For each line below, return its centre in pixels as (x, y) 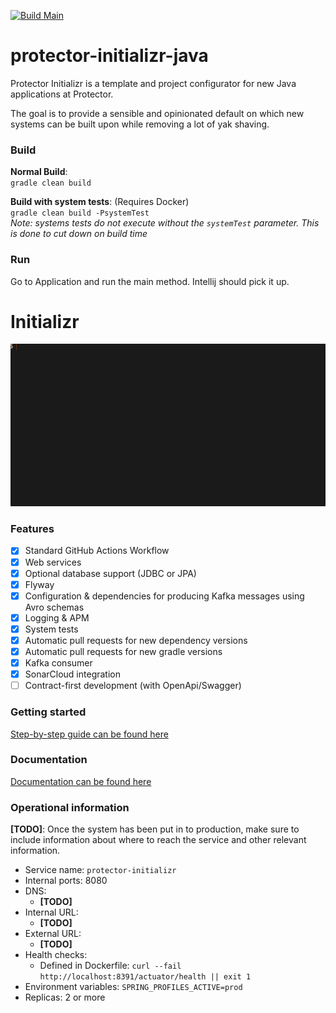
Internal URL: (51, 912)
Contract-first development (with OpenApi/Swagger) (133, 686)
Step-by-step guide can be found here (89, 734)
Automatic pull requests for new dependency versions (136, 640)
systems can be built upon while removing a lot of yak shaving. (140, 124)
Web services (53, 562)
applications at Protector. (62, 94)
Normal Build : (39, 172)
